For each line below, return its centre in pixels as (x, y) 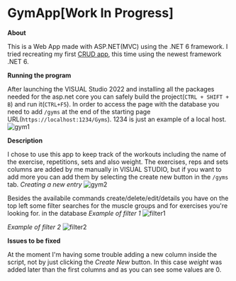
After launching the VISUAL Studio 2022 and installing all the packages (111, 89)
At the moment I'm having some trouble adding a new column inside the (112, 254)
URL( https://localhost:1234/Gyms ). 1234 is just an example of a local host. (117, 119)
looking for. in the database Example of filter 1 (74, 213)
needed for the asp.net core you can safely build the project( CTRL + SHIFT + (118, 97)
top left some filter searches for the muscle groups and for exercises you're (118, 205)
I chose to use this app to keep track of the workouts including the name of (117, 154)
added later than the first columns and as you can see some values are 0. (114, 269)
